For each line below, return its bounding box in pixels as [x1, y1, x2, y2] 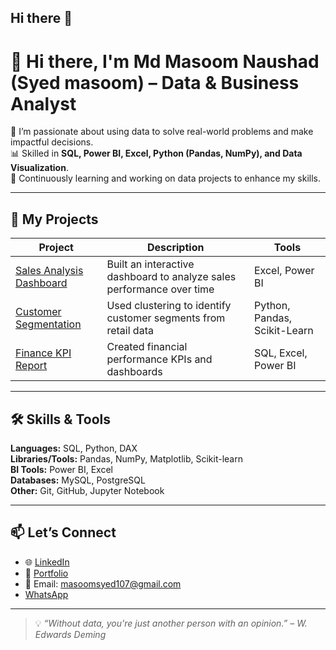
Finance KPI [15, 346, 72, 360]
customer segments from [106, 311, 226, 325]
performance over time [106, 282, 215, 296]
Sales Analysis [15, 264, 84, 278]
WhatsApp [24, 588, 69, 600]
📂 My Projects [10, 211, 99, 228]
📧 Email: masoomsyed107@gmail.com [24, 577, 182, 590]
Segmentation [15, 317, 82, 331]
